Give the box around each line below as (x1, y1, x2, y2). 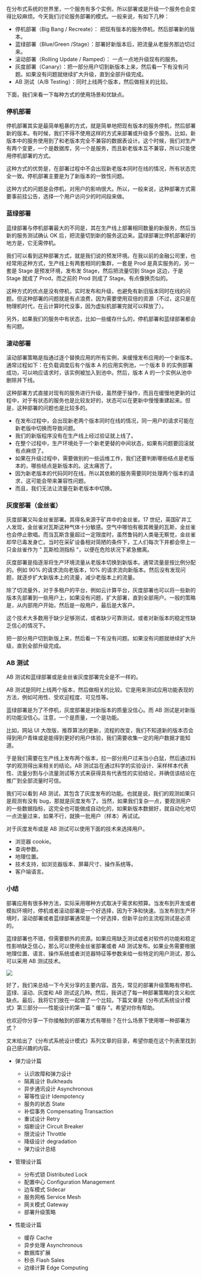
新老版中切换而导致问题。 (14, 424, 79, 432)
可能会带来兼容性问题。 (31, 477, 89, 484)
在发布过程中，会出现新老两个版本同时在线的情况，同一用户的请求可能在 (14, 417, 194, 424)
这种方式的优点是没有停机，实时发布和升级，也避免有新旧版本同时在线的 (6, 287, 185, 295)
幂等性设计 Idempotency (23, 1092, 85, 1100)
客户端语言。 (14, 868, 47, 875)
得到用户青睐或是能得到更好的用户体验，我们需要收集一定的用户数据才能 (6, 734, 185, 741)
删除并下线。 (6, 376, 38, 384)
